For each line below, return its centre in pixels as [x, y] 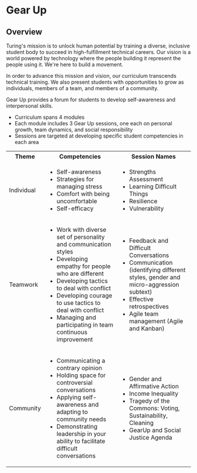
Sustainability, [148, 415]
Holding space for [81, 375]
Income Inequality [154, 394]
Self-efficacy [75, 208]
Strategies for [75, 179]
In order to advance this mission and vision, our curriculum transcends [91, 76]
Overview [24, 32]
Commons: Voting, [154, 408]
